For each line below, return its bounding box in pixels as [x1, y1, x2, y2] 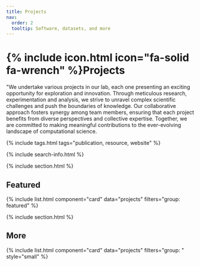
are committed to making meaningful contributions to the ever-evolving [6, 122, 181, 129]
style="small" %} [6, 253, 48, 260]
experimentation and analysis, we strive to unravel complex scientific [6, 96, 176, 103]
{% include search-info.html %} [6, 151, 84, 158]
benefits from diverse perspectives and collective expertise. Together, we [6, 115, 187, 122]
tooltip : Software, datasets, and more [11, 25, 111, 32]
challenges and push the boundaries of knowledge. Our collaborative [6, 103, 176, 110]
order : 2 [11, 20, 33, 26]
